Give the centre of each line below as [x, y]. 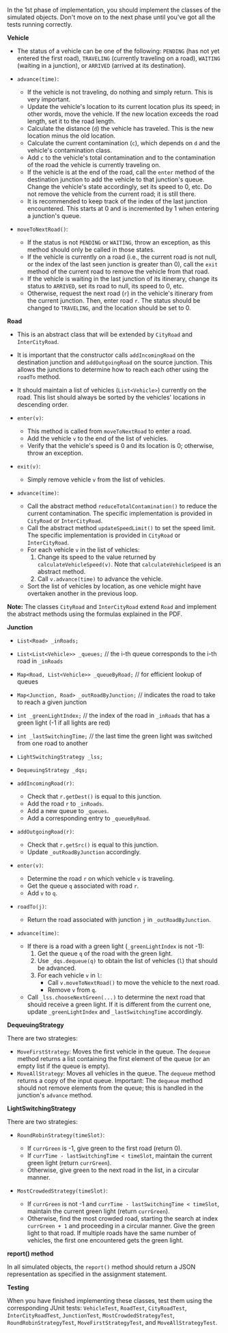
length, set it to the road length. [71, 121]
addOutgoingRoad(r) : [45, 831]
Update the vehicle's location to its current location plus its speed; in [124, 107]
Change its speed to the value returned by [97, 557]
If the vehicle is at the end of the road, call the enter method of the [121, 172]
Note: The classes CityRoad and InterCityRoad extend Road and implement [112, 607]
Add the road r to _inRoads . [66, 803]
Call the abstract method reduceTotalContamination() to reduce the [122, 506]
